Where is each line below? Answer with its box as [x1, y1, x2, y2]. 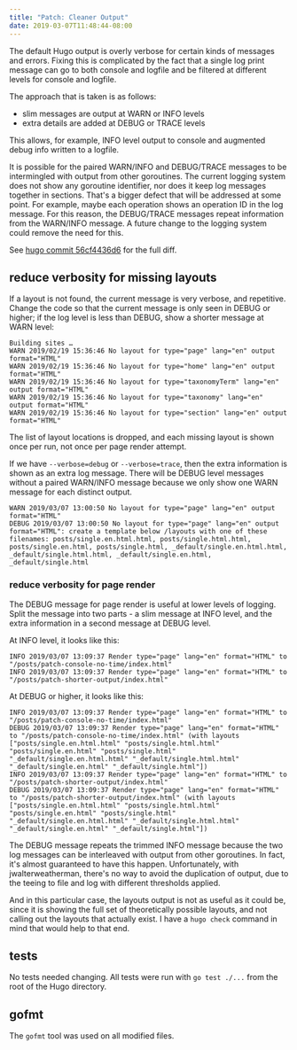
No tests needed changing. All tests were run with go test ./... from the [9, 972, 278, 983]
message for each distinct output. [9, 486, 133, 497]
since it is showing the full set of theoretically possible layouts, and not [9, 904, 268, 914]
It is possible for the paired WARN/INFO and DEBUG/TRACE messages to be [9, 161, 287, 172]
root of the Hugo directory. [9, 981, 107, 992]
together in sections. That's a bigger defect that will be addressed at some [9, 190, 282, 200]
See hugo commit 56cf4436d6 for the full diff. [9, 245, 177, 255]
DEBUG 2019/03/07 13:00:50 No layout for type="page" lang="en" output [9, 519, 279, 528]
